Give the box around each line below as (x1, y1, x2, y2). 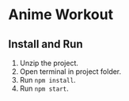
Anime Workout (8, 6, 113, 24)
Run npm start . (19, 84, 69, 93)
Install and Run (8, 37, 83, 51)
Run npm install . (19, 76, 77, 84)
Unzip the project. (19, 58, 79, 68)
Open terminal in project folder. (19, 67, 122, 76)
